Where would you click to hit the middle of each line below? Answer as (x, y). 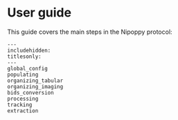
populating (23, 74)
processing (23, 99)
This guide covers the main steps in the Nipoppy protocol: (90, 32)
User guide (39, 13)
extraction (23, 111)
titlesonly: (24, 57)
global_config (28, 68)
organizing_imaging (35, 87)
